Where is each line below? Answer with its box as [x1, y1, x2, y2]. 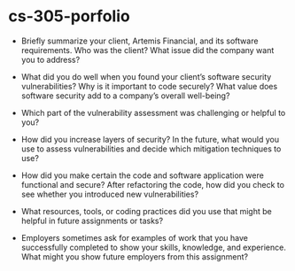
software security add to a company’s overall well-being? [20, 90, 230, 101]
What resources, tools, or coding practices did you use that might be [20, 205, 272, 216]
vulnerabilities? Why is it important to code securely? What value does [20, 81, 278, 91]
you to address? [20, 54, 81, 65]
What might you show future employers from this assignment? [20, 251, 249, 262]
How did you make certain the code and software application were [20, 170, 265, 181]
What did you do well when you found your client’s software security [20, 71, 272, 81]
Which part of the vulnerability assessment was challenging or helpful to [20, 107, 286, 118]
